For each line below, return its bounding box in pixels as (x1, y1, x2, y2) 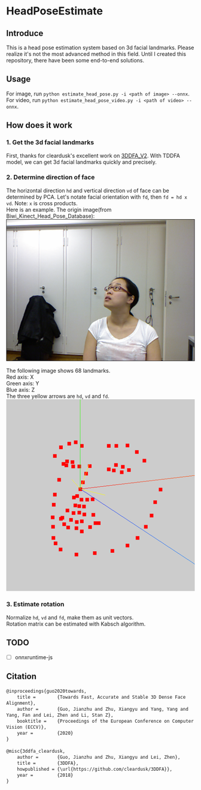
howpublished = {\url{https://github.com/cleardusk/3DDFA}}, (17, 766, 172, 772)
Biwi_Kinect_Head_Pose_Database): (6, 212, 95, 220)
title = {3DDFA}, (17, 760, 79, 766)
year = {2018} (17, 772, 74, 778)
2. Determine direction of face (6, 173, 95, 181)
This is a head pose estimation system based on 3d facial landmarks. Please (6, 44, 194, 51)
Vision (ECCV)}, (6, 724, 47, 730)
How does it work (6, 120, 73, 130)
